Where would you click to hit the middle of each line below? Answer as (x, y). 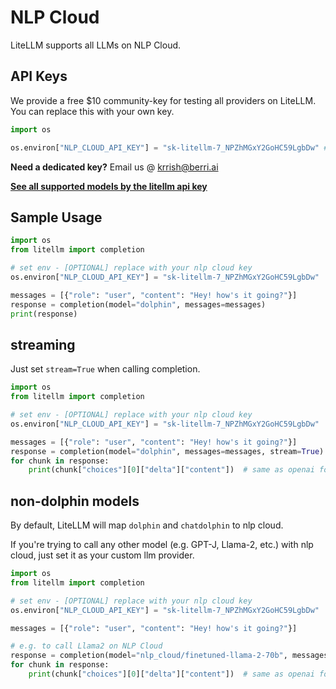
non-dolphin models (75, 501)
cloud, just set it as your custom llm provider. (102, 555)
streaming (43, 344)
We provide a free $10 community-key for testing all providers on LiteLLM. (163, 100)
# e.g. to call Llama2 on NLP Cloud (86, 646)
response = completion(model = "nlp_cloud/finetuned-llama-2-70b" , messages (169, 656)
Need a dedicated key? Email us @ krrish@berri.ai (114, 167)
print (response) (44, 314)
